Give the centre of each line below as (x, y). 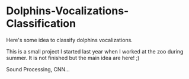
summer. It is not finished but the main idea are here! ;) (73, 58)
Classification (41, 23)
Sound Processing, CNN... (38, 69)
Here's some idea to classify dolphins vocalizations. (70, 40)
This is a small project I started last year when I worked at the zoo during (95, 51)
